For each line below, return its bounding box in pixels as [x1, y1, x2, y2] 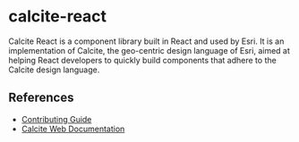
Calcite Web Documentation [21, 123, 125, 134]
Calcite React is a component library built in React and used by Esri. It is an [8, 36, 285, 46]
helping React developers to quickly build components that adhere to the [8, 54, 277, 65]
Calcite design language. [8, 64, 100, 75]
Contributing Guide [21, 113, 92, 124]
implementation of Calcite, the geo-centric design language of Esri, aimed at [8, 45, 290, 55]
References [8, 90, 74, 105]
